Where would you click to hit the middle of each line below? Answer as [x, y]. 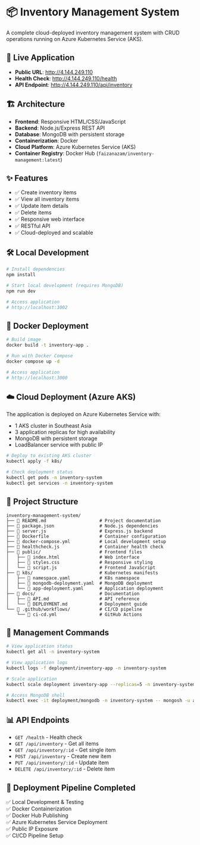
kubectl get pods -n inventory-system [54, 478]
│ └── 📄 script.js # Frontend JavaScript [81, 568]
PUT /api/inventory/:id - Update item [62, 763]
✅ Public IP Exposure [32, 828]
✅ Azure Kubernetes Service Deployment [57, 822]
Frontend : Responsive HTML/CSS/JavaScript [70, 121]
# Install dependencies [36, 269]
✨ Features [27, 178]
